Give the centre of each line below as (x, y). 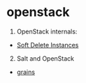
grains (26, 72)
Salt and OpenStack (45, 58)
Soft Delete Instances (48, 45)
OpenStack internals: (47, 31)
